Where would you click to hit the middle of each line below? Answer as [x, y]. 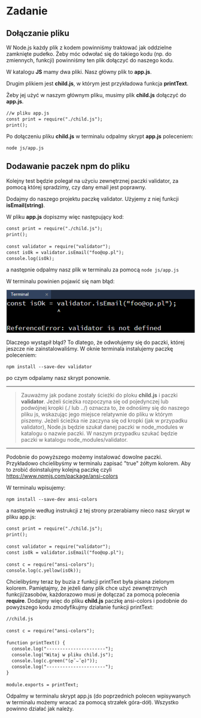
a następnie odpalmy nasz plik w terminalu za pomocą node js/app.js [93, 269]
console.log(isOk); [31, 258]
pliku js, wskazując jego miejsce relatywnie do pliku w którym [97, 414]
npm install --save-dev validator [49, 367]
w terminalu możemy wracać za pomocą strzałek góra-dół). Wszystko [92, 702]
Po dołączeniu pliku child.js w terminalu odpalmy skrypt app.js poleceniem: [100, 136]
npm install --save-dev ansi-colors [52, 499]
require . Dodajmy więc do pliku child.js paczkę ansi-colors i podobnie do [97, 601]
